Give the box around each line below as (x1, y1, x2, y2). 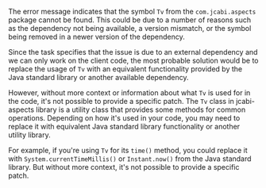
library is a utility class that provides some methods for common (35, 105, 246, 114)
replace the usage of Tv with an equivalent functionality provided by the (8, 64, 243, 74)
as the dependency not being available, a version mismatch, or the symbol (8, 24, 252, 33)
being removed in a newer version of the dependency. (8, 32, 185, 41)
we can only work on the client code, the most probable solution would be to (8, 56, 260, 65)
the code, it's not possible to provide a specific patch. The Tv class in (8, 97, 234, 106)
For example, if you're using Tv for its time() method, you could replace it (8, 146, 248, 155)
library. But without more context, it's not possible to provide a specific (8, 163, 240, 171)
